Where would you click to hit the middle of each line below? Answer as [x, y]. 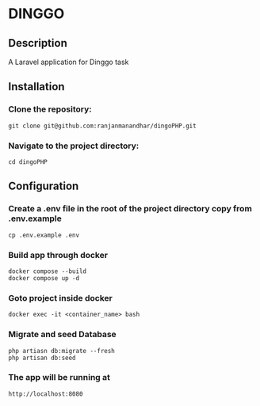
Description [38, 43]
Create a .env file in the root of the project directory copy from [130, 209]
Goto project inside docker [60, 298]
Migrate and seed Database [62, 335]
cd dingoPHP [28, 162]
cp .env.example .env [44, 235]
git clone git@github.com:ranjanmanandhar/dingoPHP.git [102, 126]
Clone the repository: [50, 109]
